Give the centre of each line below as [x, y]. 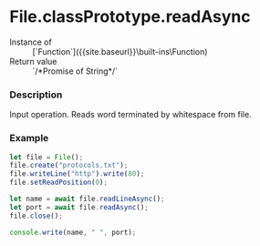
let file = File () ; [47, 157]
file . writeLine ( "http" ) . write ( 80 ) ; [77, 174]
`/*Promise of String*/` [75, 71]
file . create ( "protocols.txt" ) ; [69, 166]
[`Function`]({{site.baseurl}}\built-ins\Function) [120, 51]
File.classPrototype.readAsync [130, 17]
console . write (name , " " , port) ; [73, 232]
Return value [33, 61]
